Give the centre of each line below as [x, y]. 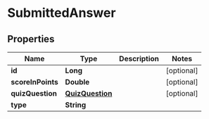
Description [139, 59]
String [76, 105]
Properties [31, 39]
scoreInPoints [34, 82]
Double [77, 82]
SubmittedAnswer [62, 13]
